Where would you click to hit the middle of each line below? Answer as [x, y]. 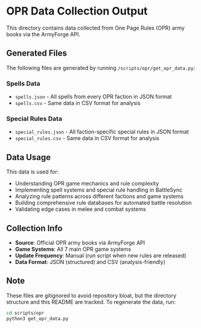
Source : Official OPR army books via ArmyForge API [80, 242]
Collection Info [34, 228]
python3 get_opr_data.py [37, 318]
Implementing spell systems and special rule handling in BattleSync [99, 190]
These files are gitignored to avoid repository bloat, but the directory [91, 295]
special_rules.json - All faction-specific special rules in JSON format [102, 132]
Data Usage [29, 157]
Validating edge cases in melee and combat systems [80, 209]
